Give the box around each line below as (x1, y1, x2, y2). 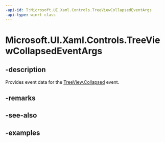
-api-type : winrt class (5, 12, 56, 17)
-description (5, 65, 46, 74)
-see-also (5, 111, 37, 120)
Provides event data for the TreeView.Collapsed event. (5, 79, 120, 85)
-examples (5, 128, 40, 137)
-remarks (5, 93, 36, 102)
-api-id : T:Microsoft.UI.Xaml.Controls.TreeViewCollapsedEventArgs (5, 7, 152, 13)
